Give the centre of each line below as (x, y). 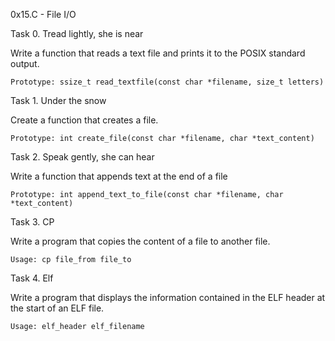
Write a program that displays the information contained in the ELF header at (168, 297)
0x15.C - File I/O (43, 14)
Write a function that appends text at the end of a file (119, 176)
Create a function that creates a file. (84, 120)
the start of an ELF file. (57, 308)
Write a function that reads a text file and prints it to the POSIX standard (158, 53)
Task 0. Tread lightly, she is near (77, 33)
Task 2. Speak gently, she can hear (82, 157)
